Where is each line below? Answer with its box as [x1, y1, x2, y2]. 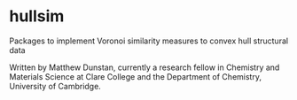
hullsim [9, 6, 65, 27]
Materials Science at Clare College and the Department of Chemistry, [9, 71, 262, 81]
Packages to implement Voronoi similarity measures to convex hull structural [9, 35, 289, 46]
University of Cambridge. [9, 81, 102, 91]
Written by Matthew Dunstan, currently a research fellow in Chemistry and [9, 62, 280, 73]
